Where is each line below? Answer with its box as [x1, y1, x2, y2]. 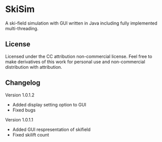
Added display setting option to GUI [12, 101, 86, 107]
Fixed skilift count [12, 131, 49, 137]
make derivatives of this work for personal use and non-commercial [5, 59, 145, 65]
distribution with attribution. [5, 64, 63, 70]
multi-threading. [5, 25, 39, 31]
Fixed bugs [12, 107, 36, 113]
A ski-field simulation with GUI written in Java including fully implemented [5, 20, 157, 26]
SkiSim [5, 4, 35, 15]
